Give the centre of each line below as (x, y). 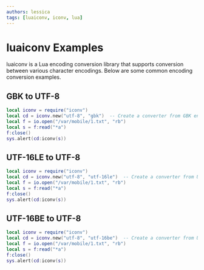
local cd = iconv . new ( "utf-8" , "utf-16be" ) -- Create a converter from (100, 238)
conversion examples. (34, 77)
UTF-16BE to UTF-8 (44, 218)
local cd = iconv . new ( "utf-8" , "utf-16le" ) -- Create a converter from (100, 177)
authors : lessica (28, 12)
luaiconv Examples (55, 48)
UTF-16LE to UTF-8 (43, 157)
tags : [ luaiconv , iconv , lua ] (45, 18)
